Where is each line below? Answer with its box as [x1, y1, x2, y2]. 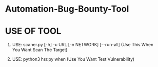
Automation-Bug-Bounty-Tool [5, 3, 129, 15]
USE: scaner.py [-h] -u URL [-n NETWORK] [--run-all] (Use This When [12, 42, 154, 48]
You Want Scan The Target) [12, 47, 68, 53]
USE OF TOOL [5, 26, 61, 37]
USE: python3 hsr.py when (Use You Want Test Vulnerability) [12, 56, 135, 62]
